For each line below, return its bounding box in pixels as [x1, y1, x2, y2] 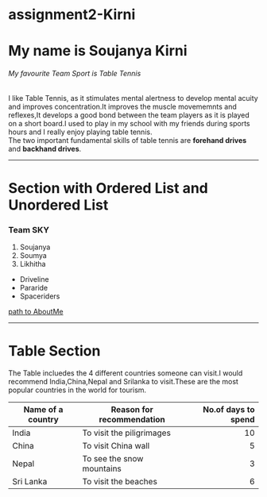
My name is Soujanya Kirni [8, 42, 188, 60]
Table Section [8, 342, 101, 360]
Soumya [19, 251, 48, 260]
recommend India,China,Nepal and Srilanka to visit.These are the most [8, 377, 238, 386]
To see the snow [82, 453, 144, 464]
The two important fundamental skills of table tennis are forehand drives [8, 135, 247, 144]
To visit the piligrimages [82, 427, 171, 438]
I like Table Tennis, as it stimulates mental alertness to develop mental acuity [8, 93, 258, 102]
